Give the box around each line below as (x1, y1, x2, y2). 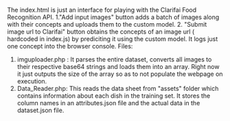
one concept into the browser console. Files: (7, 42, 133, 50)
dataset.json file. (16, 106, 65, 114)
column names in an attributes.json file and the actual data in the (16, 99, 200, 107)
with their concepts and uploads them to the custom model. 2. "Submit (7, 21, 207, 28)
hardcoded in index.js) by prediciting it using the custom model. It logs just (7, 35, 218, 43)
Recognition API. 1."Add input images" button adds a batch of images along (7, 13, 220, 21)
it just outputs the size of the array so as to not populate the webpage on (16, 70, 223, 78)
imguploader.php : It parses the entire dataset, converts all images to (16, 55, 212, 64)
